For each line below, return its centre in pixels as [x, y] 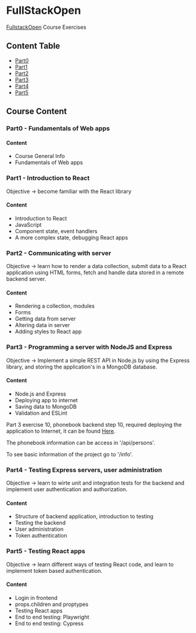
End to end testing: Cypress [49, 623]
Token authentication [41, 536]
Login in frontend [36, 598]
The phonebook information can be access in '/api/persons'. [81, 442]
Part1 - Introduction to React [48, 178]
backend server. [26, 279]
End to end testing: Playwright [52, 617]
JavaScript [28, 225]
